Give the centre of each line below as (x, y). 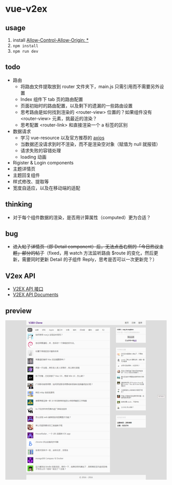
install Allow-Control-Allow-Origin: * (51, 40)
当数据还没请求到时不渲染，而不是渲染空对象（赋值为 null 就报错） (90, 144)
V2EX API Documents (36, 294)
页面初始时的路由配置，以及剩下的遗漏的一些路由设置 (77, 106)
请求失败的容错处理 (41, 150)
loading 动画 (34, 157)
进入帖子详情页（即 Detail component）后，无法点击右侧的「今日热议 (86, 247)
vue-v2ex (26, 9)
